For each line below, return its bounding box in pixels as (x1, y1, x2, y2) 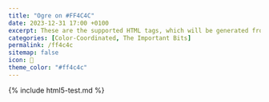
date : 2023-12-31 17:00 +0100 (8, 19, 110, 27)
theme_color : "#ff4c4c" (8, 64, 88, 72)
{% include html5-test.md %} (8, 85, 106, 95)
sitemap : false (8, 49, 59, 57)
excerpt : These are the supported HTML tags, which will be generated (8, 26, 249, 34)
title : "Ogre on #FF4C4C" (8, 11, 94, 20)
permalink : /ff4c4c (8, 41, 74, 49)
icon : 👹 (8, 57, 34, 65)
